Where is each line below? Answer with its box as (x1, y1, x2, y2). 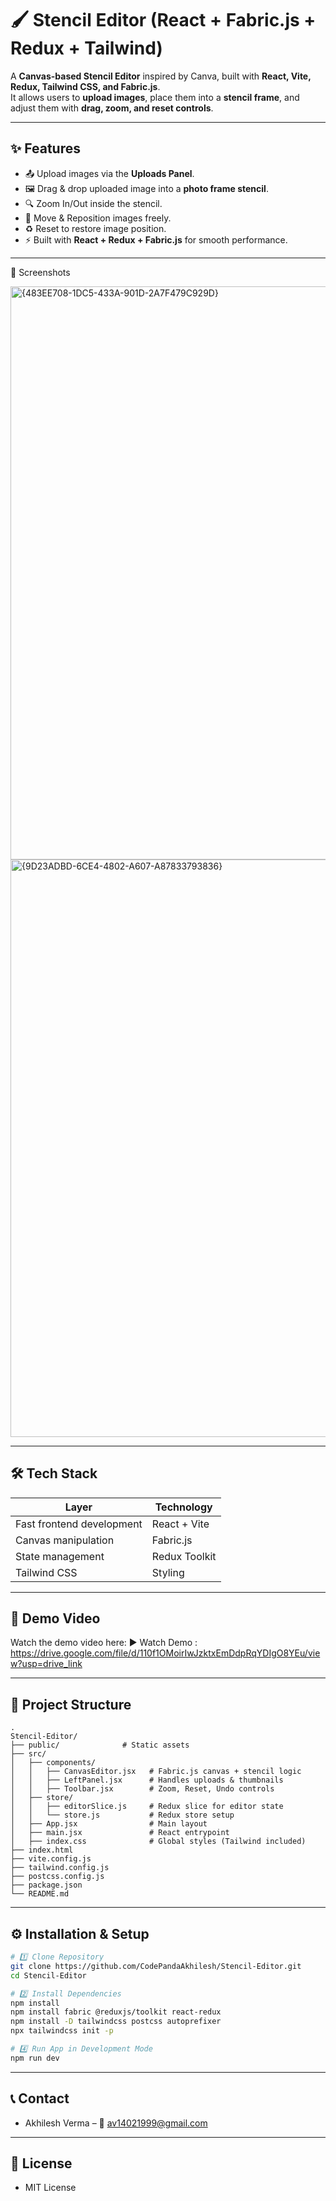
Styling (151, 1565, 185, 1579)
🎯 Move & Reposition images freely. (24, 212, 172, 224)
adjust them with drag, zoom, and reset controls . (10, 102, 214, 114)
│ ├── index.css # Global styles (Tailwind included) (10, 1837, 307, 1847)
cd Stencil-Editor (10, 1970, 87, 1981)
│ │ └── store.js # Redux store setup (10, 1810, 235, 1821)
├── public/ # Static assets (10, 1740, 190, 1751)
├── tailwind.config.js (10, 1863, 110, 1873)
